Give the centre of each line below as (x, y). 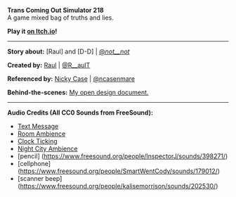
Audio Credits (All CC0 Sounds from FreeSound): (80, 113)
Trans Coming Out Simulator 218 (55, 10)
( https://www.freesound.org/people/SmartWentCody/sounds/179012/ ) (118, 171)
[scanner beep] (40, 178)
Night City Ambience (47, 148)
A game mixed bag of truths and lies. (60, 18)
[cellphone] (34, 164)
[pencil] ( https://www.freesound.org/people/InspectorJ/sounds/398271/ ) (123, 156)
